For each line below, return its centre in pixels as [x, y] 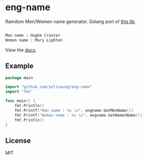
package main [19, 78]
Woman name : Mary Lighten [34, 40]
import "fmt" [19, 92]
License [18, 140]
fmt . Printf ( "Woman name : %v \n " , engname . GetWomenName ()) [79, 115]
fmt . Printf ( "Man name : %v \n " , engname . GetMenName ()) [74, 110]
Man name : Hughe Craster [33, 35]
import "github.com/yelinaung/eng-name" [49, 87]
